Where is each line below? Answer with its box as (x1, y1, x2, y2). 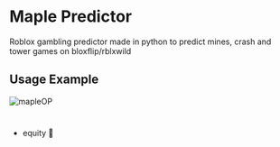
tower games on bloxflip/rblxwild (9, 45, 132, 56)
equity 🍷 (22, 127, 54, 138)
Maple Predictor (9, 6, 133, 27)
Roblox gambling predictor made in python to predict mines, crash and (9, 36, 272, 47)
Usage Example (9, 72, 99, 87)
